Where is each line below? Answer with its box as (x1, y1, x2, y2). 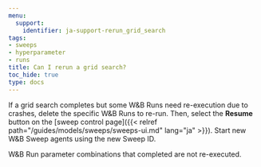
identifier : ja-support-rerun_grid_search (22, 26, 166, 34)
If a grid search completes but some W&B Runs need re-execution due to (8, 100, 249, 110)
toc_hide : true (8, 71, 59, 79)
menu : (8, 11, 26, 20)
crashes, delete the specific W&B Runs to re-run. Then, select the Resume (8, 108, 253, 118)
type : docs (8, 78, 45, 86)
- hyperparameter (8, 49, 66, 56)
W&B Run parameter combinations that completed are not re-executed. (8, 149, 242, 159)
